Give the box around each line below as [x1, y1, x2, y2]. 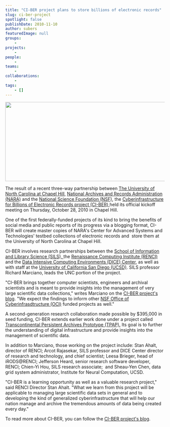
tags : [5, 83, 17, 88]
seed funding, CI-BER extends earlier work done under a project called [5, 316, 153, 322]
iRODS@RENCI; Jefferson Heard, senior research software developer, [5, 358, 151, 364]
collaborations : [5, 74, 39, 79]
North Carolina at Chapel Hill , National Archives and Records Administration [5, 191, 163, 197]
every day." [5, 406, 29, 412]
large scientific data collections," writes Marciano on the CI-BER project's [5, 290, 158, 296]
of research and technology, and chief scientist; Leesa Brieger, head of [5, 353, 153, 359]
